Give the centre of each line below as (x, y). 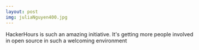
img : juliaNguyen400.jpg (37, 17)
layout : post (22, 12)
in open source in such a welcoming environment (66, 40)
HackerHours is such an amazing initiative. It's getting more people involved (99, 34)
